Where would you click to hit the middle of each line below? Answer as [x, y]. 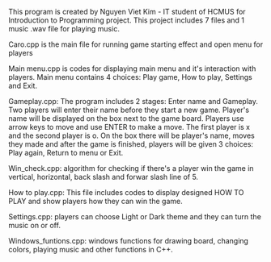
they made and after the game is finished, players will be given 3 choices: [131, 144]
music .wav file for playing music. [64, 29]
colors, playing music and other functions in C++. [91, 250]
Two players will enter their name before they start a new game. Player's [129, 110]
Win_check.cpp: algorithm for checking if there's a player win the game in [131, 168]
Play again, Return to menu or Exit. [66, 153]
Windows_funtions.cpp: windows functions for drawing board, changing [129, 241]
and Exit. [23, 85]
